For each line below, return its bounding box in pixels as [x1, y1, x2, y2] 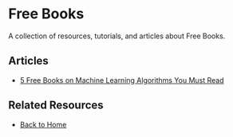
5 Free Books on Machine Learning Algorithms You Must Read [19, 75, 225, 84]
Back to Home [19, 119, 67, 129]
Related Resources [8, 99, 104, 112]
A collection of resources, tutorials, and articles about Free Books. [8, 31, 226, 41]
